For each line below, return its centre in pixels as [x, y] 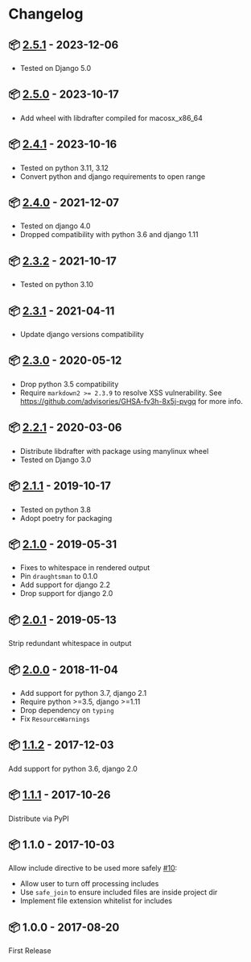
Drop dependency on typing [67, 710]
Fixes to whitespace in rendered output [85, 568]
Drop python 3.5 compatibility [69, 384]
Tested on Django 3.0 [56, 460]
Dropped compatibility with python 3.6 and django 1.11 [109, 235]
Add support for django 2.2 [65, 585]
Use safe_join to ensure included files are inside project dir [119, 893]
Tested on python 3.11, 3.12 [64, 168]
